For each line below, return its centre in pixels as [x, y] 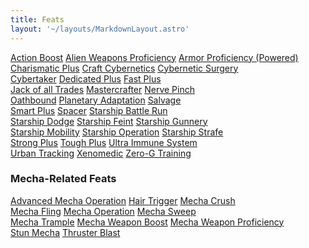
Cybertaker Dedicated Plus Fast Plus [86, 78]
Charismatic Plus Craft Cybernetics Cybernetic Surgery [124, 68]
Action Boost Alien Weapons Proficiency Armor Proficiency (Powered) [154, 57]
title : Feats [37, 19]
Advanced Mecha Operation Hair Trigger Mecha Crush [123, 200]
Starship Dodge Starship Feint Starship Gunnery [109, 121]
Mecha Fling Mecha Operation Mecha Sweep [103, 211]
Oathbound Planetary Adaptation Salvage [96, 100]
